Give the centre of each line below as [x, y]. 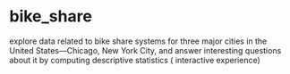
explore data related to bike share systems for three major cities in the [138, 41]
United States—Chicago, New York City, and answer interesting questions [145, 50]
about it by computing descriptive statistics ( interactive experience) [135, 60]
